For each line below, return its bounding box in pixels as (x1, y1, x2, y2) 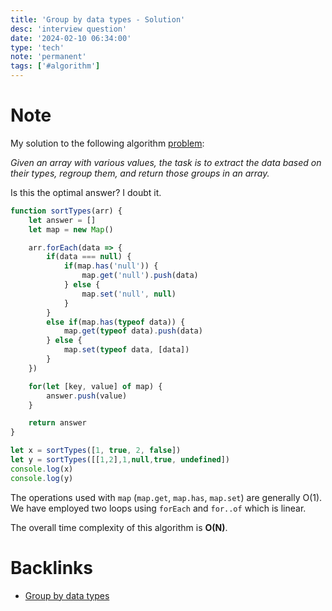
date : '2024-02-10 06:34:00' (10, 33, 132, 43)
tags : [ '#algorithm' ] (10, 61, 101, 71)
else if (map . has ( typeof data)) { (46, 317, 186, 327)
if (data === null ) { (46, 252, 132, 262)
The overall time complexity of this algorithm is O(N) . (10, 521, 228, 533)
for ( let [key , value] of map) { (28, 381, 163, 391)
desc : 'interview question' (10, 24, 128, 34)
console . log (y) (10, 473, 74, 483)
